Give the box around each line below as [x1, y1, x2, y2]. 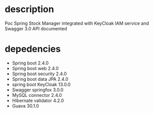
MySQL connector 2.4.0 [12, 92, 62, 98]
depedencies [5, 43, 61, 55]
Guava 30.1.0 [12, 102, 39, 109]
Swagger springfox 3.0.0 [12, 87, 64, 93]
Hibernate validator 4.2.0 [12, 97, 64, 103]
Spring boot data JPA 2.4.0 [12, 76, 69, 82]
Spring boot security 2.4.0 [12, 71, 67, 77]
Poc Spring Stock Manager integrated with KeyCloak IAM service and [5, 20, 149, 26]
